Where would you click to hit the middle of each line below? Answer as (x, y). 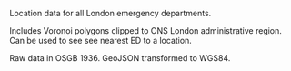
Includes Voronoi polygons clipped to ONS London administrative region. (145, 30)
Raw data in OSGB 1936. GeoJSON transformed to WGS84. (120, 58)
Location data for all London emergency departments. (110, 13)
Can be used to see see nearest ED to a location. (101, 41)
